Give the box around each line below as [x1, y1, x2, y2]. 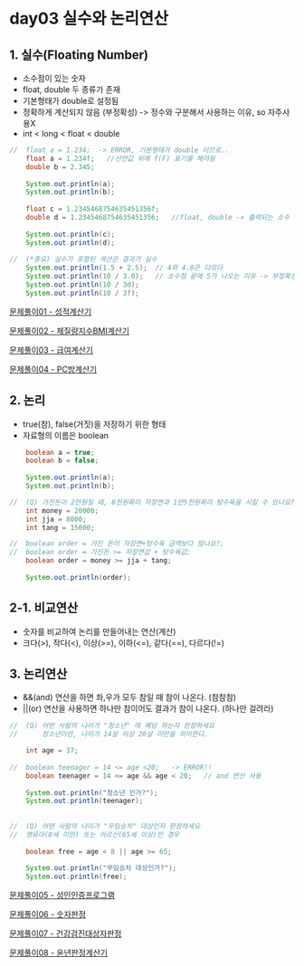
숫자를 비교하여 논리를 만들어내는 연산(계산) [22, 626, 176, 637]
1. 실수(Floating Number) [9, 47, 149, 62]
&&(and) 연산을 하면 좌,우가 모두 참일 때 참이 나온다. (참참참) [22, 692, 237, 703]
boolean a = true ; [25, 448, 95, 457]
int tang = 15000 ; [25, 523, 95, 532]
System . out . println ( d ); [25, 238, 116, 247]
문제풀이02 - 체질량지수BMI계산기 [9, 325, 129, 336]
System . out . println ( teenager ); [25, 797, 144, 806]
